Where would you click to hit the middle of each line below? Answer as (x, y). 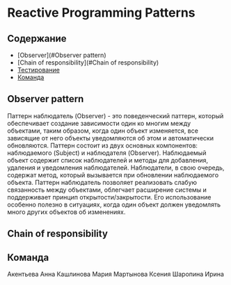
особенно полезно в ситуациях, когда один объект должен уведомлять (114, 204)
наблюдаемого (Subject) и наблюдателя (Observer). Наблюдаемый (107, 153)
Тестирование (39, 70)
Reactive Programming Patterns (101, 13)
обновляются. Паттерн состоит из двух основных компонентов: (103, 145)
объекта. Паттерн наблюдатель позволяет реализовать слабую (102, 182)
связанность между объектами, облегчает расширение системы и (107, 190)
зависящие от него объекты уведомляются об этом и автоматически (111, 138)
